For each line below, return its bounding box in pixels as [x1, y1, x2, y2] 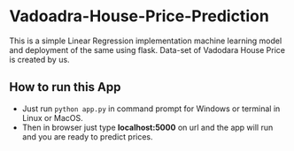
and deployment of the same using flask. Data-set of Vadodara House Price [9, 44, 286, 55]
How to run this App [9, 79, 121, 94]
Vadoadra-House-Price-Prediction [9, 6, 270, 26]
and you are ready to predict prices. [21, 131, 153, 142]
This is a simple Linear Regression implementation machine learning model [9, 35, 282, 46]
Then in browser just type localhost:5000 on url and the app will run [21, 122, 274, 132]
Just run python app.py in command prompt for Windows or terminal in [21, 103, 281, 114]
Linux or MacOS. [21, 112, 84, 123]
